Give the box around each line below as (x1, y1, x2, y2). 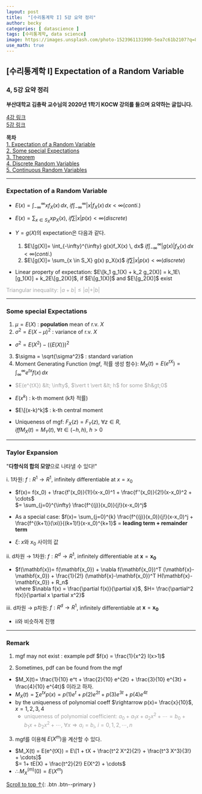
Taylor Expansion (6, 448, 58, 457)
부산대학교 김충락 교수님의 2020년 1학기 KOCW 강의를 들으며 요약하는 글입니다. (6, 101, 193, 108)
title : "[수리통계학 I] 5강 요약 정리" (6, 14, 96, 20)
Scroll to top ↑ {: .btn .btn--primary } (6, 781, 96, 788)
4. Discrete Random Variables (6, 160, 80, 167)
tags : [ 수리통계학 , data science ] (6, 31, 87, 37)
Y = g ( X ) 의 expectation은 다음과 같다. (14, 230, 106, 237)
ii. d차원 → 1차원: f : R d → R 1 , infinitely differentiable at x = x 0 (6, 552, 156, 561)
